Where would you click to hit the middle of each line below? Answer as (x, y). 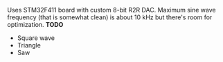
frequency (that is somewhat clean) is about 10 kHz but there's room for (110, 17)
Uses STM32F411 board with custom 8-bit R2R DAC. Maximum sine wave (111, 10)
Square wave (36, 38)
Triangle (29, 45)
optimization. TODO (35, 24)
